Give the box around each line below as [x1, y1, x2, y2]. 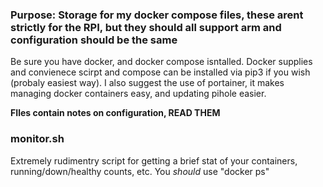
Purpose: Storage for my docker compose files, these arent [10, 8, 304, 22]
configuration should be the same [10, 33, 178, 47]
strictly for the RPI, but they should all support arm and [10, 20, 282, 34]
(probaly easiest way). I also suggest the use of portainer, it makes [10, 77, 285, 89]
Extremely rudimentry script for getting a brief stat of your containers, [10, 154, 298, 167]
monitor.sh [10, 132, 65, 146]
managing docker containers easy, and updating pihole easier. [10, 88, 267, 100]
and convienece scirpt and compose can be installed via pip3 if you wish [10, 66, 311, 78]
